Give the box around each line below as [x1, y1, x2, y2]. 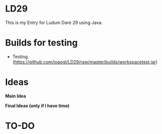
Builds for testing [5, 37, 78, 48]
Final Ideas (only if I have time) [5, 102, 70, 108]
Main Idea [5, 93, 26, 99]
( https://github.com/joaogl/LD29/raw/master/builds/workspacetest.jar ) [12, 58, 158, 65]
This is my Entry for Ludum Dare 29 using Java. [5, 19, 103, 25]
